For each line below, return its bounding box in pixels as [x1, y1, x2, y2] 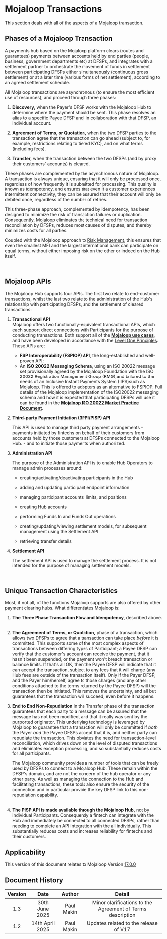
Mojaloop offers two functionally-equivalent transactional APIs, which [12, 321, 155, 327]
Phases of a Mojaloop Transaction [5, 34, 113, 43]
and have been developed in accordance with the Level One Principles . [12, 337, 158, 343]
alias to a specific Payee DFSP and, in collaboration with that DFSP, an [12, 115, 157, 121]
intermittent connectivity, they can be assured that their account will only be [5, 191, 161, 197]
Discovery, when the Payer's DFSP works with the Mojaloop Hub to [12, 104, 152, 110]
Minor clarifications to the [92, 899, 153, 906]
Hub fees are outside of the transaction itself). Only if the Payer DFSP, [12, 672, 156, 678]
